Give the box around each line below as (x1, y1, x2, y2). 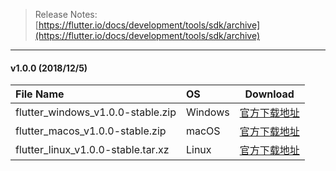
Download (244, 87, 295, 101)
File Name (15, 87, 65, 101)
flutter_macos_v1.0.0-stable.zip (15, 124, 167, 138)
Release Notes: (34, 9, 98, 20)
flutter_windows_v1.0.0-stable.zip (15, 105, 177, 119)
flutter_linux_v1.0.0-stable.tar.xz (15, 143, 170, 157)
